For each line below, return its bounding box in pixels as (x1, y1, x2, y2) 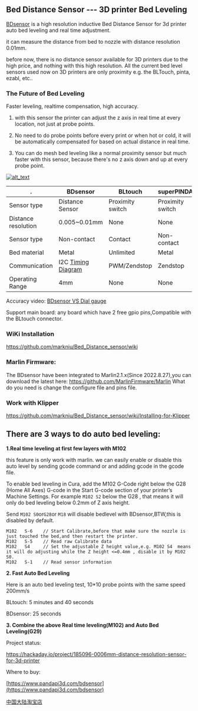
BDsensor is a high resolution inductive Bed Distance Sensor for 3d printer (6, 20, 187, 27)
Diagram (58, 266, 82, 274)
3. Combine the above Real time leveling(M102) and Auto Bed (6, 621, 159, 628)
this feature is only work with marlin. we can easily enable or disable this (6, 456, 182, 463)
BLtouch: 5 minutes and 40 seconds (6, 598, 94, 605)
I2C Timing (58, 258, 90, 266)
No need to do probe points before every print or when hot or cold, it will (14, 132, 192, 139)
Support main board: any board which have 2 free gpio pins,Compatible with (6, 309, 192, 316)
